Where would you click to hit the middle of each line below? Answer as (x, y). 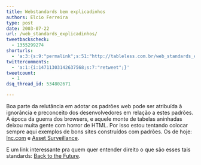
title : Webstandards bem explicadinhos (56, 12)
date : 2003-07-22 (28, 28)
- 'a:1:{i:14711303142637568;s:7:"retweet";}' (71, 67)
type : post (20, 23)
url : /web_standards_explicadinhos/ (52, 34)
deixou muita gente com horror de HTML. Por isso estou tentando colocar (97, 125)
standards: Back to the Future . (43, 156)
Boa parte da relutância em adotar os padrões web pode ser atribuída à (94, 106)
